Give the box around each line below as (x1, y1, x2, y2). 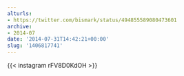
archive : (7, 23, 32, 30)
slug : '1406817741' (7, 42, 63, 49)
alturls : (7, 10, 32, 17)
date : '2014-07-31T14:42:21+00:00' (7, 36, 110, 43)
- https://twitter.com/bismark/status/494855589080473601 (7, 17, 177, 23)
